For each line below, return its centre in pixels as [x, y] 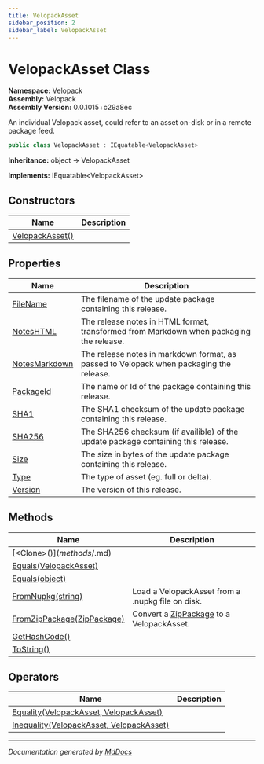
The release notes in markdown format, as [159, 354]
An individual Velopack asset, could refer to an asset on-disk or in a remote [130, 123]
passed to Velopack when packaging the [156, 364]
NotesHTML [35, 331]
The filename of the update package [148, 299]
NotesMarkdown [43, 364]
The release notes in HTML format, [145, 321]
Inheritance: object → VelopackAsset [69, 160]
